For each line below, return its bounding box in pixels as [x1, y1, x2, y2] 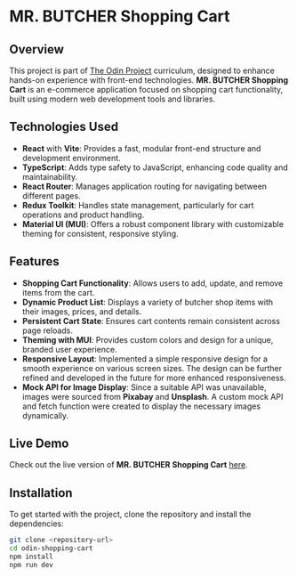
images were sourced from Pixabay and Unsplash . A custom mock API [21, 391, 284, 402]
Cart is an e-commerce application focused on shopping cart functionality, [9, 85, 284, 94]
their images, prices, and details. [21, 305, 142, 317]
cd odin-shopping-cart [9, 544, 93, 553]
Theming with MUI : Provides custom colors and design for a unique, [21, 334, 274, 345]
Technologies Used [9, 119, 118, 134]
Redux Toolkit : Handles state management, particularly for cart [21, 199, 254, 210]
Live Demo [9, 436, 69, 451]
